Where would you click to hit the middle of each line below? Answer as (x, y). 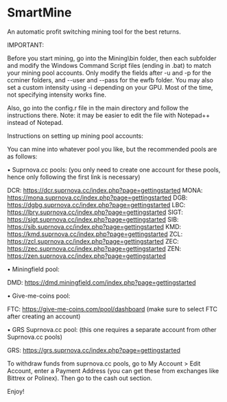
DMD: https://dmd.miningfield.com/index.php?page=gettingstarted (102, 282)
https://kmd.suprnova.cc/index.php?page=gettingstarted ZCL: (95, 234)
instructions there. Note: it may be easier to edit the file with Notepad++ (109, 115)
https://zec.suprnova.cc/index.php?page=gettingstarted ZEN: (94, 248)
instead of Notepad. (35, 122)
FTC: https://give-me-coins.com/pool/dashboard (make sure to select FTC (112, 309)
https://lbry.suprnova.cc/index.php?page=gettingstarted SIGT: (95, 212)
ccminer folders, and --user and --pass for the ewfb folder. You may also (110, 80)
